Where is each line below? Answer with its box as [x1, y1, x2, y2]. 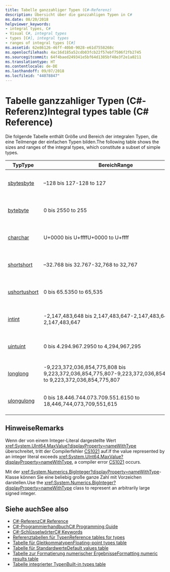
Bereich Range [98, 161, 133, 169]
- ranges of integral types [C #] [5, 40, 76, 46]
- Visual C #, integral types [5, 31, 67, 36]
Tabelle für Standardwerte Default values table [12, 545, 109, 551]
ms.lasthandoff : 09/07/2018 [5, 69, 65, 74]
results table [12, 556, 39, 562]
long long [8, 370, 29, 377]
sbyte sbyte [8, 179, 34, 186]
